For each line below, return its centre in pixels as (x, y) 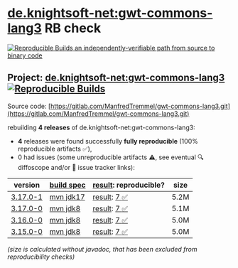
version (27, 185)
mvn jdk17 (67, 197)
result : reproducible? (128, 185)
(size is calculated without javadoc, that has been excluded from (102, 249)
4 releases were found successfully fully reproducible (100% (108, 141)
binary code (25, 55)
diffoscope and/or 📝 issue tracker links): (76, 167)
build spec (67, 185)
